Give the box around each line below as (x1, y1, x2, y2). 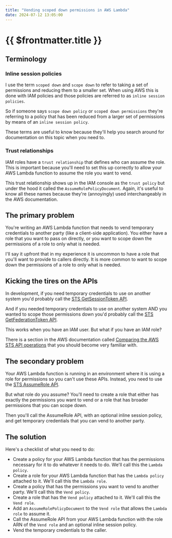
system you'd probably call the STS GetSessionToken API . (5, 296, 128, 302)
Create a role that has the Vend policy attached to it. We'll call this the (12, 494, 161, 501)
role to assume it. (12, 510, 51, 516)
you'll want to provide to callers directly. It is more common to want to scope (5, 256, 167, 262)
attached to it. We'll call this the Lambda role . (12, 478, 107, 484)
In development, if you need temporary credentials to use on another (5, 291, 151, 297)
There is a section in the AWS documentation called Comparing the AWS (5, 337, 159, 343)
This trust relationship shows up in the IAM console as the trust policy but (5, 180, 165, 186)
